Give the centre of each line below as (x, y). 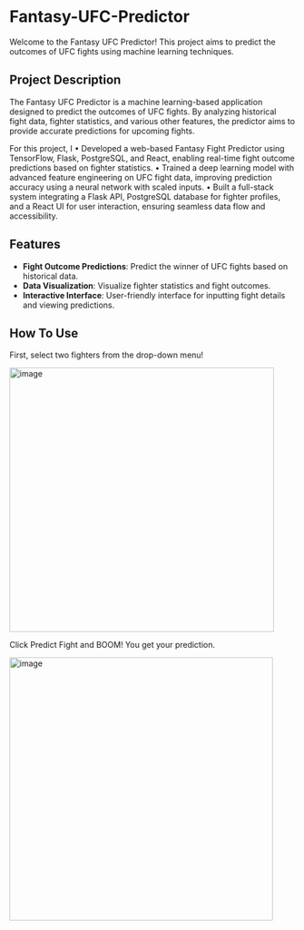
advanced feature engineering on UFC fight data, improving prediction (141, 177)
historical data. (50, 276)
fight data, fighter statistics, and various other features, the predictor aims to (152, 121)
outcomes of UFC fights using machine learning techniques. (122, 51)
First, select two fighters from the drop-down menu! (107, 355)
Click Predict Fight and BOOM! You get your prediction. (113, 645)
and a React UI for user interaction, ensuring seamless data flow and (137, 206)
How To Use (44, 333)
